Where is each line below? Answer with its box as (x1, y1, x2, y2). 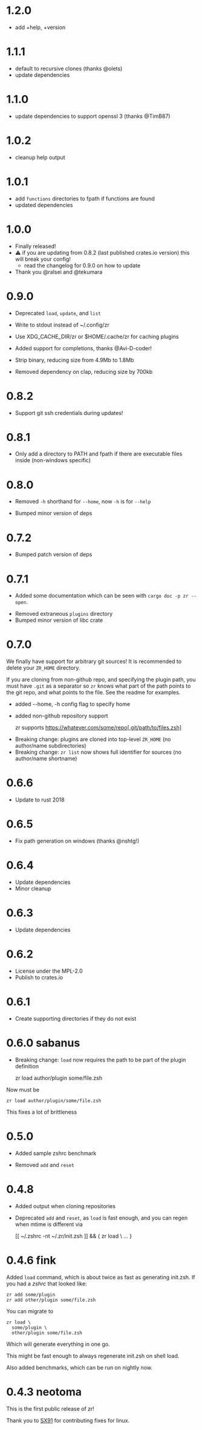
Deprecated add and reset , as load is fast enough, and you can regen (15, 1214, 188, 1221)
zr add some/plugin (6, 1291, 56, 1298)
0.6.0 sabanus (6, 1036, 80, 1050)
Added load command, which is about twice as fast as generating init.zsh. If (6, 1273, 195, 1281)
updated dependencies (15, 201, 73, 209)
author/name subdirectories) (15, 742, 86, 749)
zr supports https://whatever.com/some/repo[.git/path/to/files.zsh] (15, 724, 182, 731)
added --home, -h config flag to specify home (15, 700, 131, 708)
